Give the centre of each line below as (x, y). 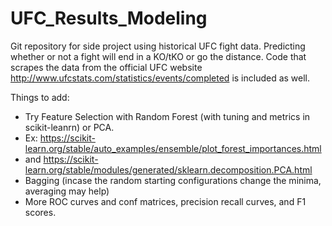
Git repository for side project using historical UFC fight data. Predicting (158, 46)
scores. (40, 212)
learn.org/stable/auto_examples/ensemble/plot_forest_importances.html (173, 148)
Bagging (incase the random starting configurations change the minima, (173, 180)
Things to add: (40, 97)
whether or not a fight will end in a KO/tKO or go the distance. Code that (158, 56)
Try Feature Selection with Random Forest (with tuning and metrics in (167, 116)
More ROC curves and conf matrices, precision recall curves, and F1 (165, 201)
